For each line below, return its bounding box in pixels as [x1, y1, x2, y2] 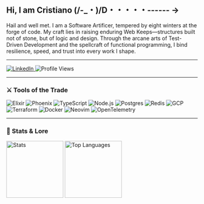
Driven [6, 41, 23, 48]
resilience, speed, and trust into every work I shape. [6, 47, 136, 55]
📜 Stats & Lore [6, 127, 49, 135]
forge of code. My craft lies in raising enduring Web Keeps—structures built [6, 28, 195, 35]
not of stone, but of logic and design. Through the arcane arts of [6, 35, 168, 42]
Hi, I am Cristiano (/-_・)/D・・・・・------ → [6, 5, 180, 16]
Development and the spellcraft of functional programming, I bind [24, 41, 188, 48]
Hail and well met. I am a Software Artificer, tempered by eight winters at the [6, 21, 197, 29]
